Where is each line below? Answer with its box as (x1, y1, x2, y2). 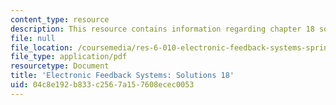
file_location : (10, 42, 74, 53)
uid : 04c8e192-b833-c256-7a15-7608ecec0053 (10, 80, 195, 90)
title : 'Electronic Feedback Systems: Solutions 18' (10, 71, 235, 81)
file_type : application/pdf (10, 52, 128, 62)
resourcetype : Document (10, 61, 110, 71)
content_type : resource (10, 14, 110, 25)
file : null (10, 33, 56, 43)
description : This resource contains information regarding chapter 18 (10, 24, 315, 34)
